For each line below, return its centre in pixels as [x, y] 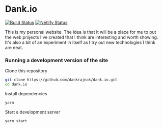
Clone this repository [26, 71]
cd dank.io [16, 85]
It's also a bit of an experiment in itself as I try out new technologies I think [80, 42]
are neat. [14, 47]
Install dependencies [26, 93]
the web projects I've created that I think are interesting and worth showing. [81, 37]
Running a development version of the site [57, 60]
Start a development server [33, 112]
